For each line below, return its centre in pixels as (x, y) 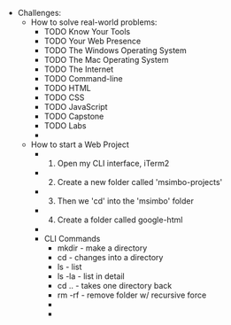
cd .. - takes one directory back (115, 286)
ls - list (69, 267)
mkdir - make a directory (102, 248)
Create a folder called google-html (120, 220)
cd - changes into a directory (110, 257)
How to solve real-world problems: (94, 22)
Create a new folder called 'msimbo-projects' (140, 182)
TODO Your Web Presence (92, 41)
